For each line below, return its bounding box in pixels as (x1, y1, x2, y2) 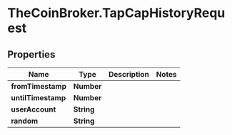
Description (108, 70, 150, 79)
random (11, 116, 39, 126)
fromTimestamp (11, 82, 66, 91)
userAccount (11, 104, 56, 114)
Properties (7, 48, 56, 60)
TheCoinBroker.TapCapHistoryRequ (7, 5, 226, 21)
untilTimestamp (11, 93, 66, 102)
